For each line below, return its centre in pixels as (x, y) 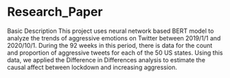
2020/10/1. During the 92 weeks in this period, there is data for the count (110, 45)
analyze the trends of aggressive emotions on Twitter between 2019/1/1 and (114, 38)
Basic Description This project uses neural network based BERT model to (111, 31)
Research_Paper (55, 12)
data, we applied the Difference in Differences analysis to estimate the (106, 60)
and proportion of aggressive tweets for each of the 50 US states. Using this (115, 53)
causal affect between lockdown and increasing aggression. (92, 67)
